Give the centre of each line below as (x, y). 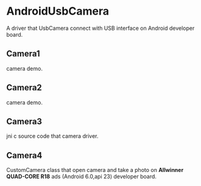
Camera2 (24, 88)
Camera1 (23, 54)
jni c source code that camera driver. (52, 136)
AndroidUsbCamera (58, 11)
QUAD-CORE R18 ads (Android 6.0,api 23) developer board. (82, 177)
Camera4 (24, 155)
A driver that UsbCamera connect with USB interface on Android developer (100, 28)
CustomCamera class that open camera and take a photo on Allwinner (95, 170)
